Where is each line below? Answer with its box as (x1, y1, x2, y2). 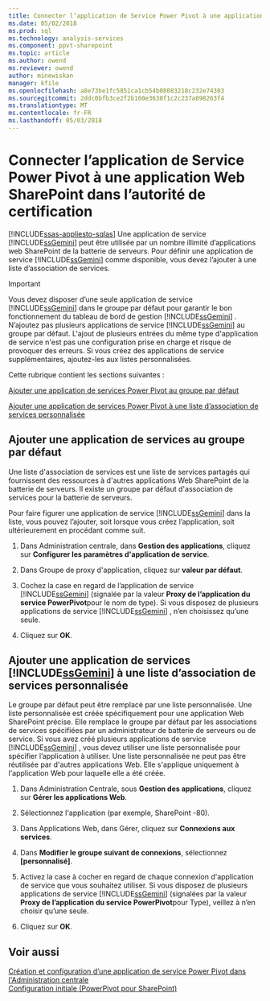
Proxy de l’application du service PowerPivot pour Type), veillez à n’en (19, 898, 256, 908)
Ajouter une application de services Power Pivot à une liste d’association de (8, 401, 259, 410)
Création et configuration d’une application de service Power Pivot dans (8, 966, 247, 976)
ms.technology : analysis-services (8, 34, 125, 43)
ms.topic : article (8, 49, 70, 57)
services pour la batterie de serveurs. (8, 492, 133, 502)
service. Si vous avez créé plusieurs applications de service (8, 734, 207, 744)
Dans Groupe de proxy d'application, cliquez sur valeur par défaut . (19, 565, 243, 575)
